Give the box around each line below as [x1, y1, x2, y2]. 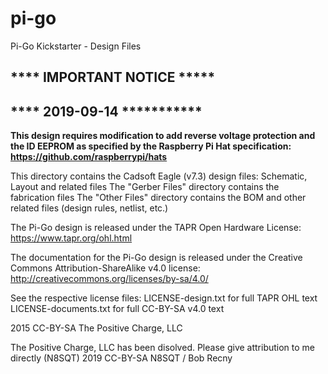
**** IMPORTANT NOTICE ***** [10, 69, 216, 86]
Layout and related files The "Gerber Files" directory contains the [10, 181, 280, 193]
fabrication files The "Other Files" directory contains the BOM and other [10, 192, 307, 204]
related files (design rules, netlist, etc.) [10, 202, 169, 214]
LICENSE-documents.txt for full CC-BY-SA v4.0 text [10, 303, 225, 315]
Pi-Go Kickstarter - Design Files [10, 40, 142, 52]
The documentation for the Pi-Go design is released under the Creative [10, 252, 303, 264]
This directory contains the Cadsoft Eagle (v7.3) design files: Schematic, [10, 170, 308, 182]
